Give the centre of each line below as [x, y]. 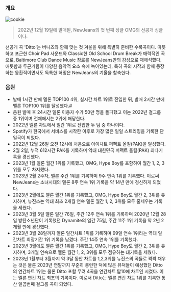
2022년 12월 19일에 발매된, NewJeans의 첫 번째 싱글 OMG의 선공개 [86, 30]
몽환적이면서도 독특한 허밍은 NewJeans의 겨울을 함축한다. [73, 73]
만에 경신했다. [36, 227]
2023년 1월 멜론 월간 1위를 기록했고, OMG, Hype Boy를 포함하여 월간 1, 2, [87, 163]
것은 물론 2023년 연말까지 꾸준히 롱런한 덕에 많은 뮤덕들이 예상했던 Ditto [91, 265]
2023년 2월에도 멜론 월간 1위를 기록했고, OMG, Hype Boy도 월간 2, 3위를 [86, 195]
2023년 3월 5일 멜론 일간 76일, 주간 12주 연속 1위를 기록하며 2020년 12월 [86, 214]
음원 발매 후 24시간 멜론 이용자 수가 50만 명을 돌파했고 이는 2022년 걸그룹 [87, 112]
